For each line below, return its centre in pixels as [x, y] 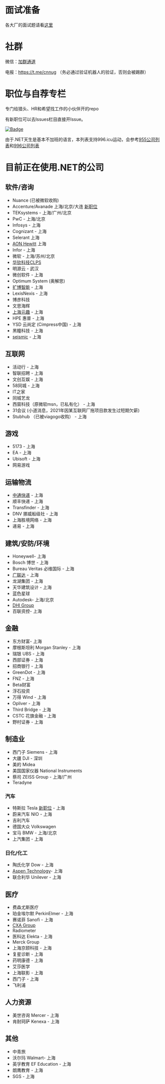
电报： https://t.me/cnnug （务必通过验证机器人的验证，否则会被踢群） [77, 72]
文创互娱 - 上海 [28, 379]
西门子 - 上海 [26, 979]
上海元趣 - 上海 [28, 312]
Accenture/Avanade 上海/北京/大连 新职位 [55, 206]
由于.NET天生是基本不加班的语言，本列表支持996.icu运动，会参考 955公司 [80, 139]
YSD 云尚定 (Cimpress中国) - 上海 [47, 324]
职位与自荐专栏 [36, 94]
